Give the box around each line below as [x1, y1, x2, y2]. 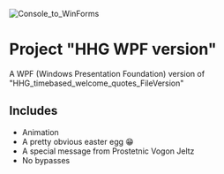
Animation [21, 126, 59, 137]
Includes [9, 103, 58, 118]
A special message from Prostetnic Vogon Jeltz [21, 146, 195, 156]
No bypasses [21, 155, 71, 165]
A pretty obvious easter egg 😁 [21, 136, 134, 147]
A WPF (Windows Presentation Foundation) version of [9, 68, 205, 79]
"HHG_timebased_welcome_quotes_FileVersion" [9, 78, 184, 88]
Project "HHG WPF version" [9, 40, 217, 59]
